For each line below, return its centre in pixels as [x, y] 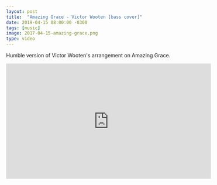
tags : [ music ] [23, 28]
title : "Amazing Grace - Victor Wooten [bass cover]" [74, 17]
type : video [20, 39]
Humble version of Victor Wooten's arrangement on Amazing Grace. [88, 55]
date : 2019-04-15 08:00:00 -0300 [47, 22]
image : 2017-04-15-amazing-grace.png [52, 33]
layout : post [22, 11]
